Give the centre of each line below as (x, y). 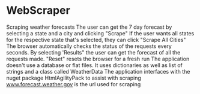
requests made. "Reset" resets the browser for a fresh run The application (98, 59)
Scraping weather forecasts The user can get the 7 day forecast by (89, 27)
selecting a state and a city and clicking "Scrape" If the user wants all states (100, 33)
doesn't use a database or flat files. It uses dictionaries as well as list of (95, 65)
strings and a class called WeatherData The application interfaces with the (98, 71)
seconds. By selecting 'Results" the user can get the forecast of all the (93, 52)
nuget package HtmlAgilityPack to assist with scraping (74, 78)
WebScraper (38, 10)
